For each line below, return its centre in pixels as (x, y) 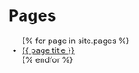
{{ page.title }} (48, 50)
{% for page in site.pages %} (75, 41)
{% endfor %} (47, 59)
